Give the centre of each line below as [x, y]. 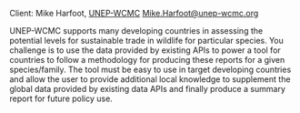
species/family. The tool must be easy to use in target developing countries [150, 69]
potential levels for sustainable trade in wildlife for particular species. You [147, 41]
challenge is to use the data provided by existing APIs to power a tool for [145, 50]
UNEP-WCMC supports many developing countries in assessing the [136, 31]
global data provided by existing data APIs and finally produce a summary [148, 89]
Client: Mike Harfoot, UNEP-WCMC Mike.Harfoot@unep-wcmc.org [134, 13]
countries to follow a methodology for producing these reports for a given [147, 60]
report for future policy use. [61, 98]
